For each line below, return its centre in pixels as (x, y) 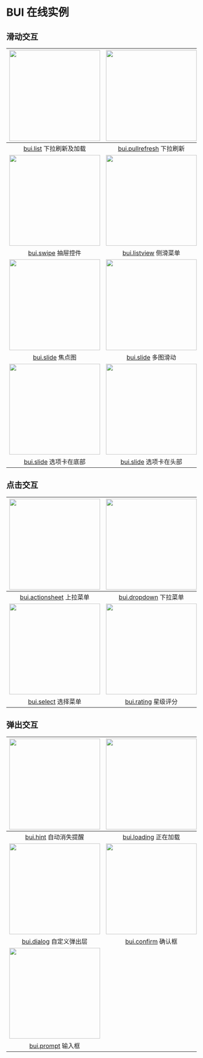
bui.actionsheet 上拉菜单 (55, 597)
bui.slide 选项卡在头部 (151, 462)
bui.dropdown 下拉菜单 (151, 597)
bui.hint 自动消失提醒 (55, 837)
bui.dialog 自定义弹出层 (55, 941)
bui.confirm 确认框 (151, 941)
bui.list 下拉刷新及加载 (55, 149)
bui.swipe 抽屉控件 (55, 253)
